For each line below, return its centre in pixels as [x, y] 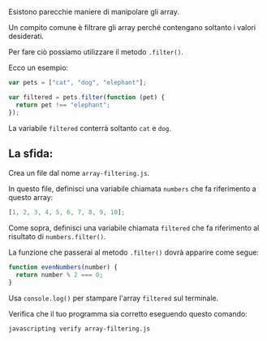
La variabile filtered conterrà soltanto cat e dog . [90, 128]
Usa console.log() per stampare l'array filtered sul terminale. [114, 298]
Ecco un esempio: [39, 68]
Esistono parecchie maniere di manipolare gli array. [94, 12]
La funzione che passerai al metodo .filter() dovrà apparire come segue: [134, 252]
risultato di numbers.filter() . [57, 237]
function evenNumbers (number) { [63, 268]
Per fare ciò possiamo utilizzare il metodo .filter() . [96, 52]
